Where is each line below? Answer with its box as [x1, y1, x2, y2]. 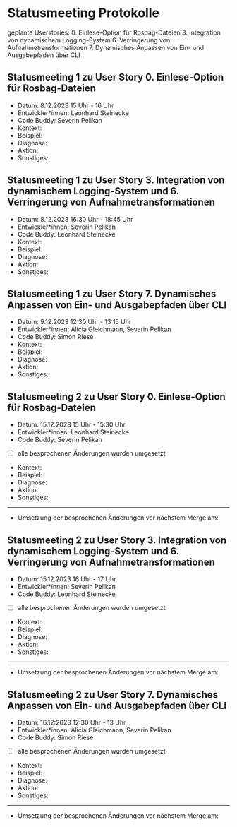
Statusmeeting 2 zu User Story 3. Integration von [7, 534, 227, 546]
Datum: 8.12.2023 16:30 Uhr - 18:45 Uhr [17, 215, 133, 223]
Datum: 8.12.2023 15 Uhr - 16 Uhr [17, 101, 114, 109]
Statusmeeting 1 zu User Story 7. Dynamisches [7, 287, 217, 299]
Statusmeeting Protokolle [7, 5, 160, 21]
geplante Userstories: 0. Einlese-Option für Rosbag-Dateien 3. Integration [7, 28, 221, 37]
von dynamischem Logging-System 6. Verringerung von [7, 35, 171, 44]
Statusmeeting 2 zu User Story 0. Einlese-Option [7, 391, 226, 403]
